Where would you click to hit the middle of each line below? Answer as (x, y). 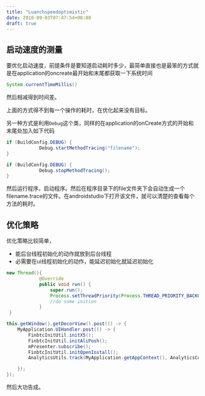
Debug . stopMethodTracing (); (75, 170)
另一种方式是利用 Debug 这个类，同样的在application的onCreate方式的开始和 (100, 123)
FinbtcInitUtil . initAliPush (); (68, 341)
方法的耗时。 (22, 204)
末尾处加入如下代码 (31, 131)
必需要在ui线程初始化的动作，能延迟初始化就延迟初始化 (84, 262)
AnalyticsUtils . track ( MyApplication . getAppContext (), (98, 358)
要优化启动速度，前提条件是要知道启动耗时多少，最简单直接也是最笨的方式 (100, 65)
